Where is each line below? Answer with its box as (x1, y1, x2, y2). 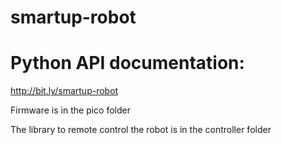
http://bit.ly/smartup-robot (10, 85, 119, 97)
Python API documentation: (10, 52, 245, 75)
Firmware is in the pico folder (10, 104, 131, 116)
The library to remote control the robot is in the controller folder (10, 124, 272, 136)
